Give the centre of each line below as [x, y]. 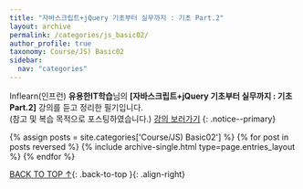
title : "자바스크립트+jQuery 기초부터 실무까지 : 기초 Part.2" [117, 18]
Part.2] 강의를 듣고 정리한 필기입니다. [77, 107]
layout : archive [40, 26]
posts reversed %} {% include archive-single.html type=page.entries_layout [152, 146]
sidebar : [26, 60]
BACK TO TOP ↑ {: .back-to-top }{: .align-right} [97, 173]
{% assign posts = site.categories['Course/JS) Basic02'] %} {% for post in [149, 137]
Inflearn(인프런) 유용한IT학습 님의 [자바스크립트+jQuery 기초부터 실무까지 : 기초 [151, 96]
